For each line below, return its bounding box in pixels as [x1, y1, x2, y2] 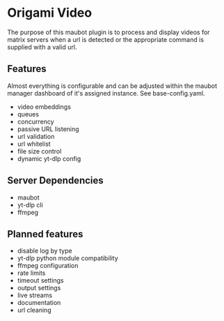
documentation [17, 299, 61, 307]
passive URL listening [17, 124, 79, 133]
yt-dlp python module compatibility [17, 254, 118, 262]
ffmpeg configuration [17, 262, 79, 270]
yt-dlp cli [17, 200, 43, 209]
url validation [17, 132, 55, 140]
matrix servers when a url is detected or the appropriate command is [7, 35, 204, 43]
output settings [17, 284, 61, 292]
